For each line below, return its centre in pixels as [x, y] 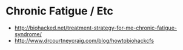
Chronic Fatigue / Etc [59, 11]
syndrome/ [28, 34]
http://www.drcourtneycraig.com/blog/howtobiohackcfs [84, 40]
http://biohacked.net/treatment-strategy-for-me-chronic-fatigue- [95, 28]
